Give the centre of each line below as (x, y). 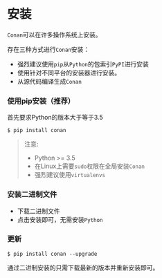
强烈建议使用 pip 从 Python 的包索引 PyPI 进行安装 (83, 64)
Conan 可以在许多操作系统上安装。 (54, 35)
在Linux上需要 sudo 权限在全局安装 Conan (90, 166)
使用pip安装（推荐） (41, 101)
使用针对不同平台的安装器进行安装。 (69, 73)
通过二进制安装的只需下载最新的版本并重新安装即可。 (83, 268)
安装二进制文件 (32, 194)
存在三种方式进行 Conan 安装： (48, 49)
